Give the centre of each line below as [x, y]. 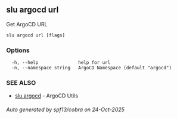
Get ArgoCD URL [27, 24]
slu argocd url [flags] [36, 35]
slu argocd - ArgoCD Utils [46, 96]
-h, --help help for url [61, 63]
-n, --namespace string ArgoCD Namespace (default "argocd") [91, 68]
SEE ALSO [21, 83]
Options [18, 50]
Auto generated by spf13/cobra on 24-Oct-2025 [66, 109]
